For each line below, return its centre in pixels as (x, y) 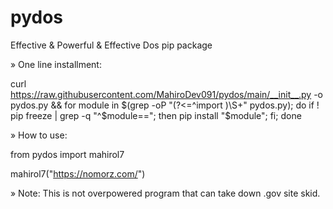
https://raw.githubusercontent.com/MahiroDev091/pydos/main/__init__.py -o (166, 94)
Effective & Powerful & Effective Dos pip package (111, 45)
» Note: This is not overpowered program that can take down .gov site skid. (165, 193)
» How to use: (39, 135)
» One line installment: (56, 64)
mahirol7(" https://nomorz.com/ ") (78, 173)
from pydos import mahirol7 (67, 154)
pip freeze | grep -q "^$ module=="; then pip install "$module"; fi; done (156, 115)
